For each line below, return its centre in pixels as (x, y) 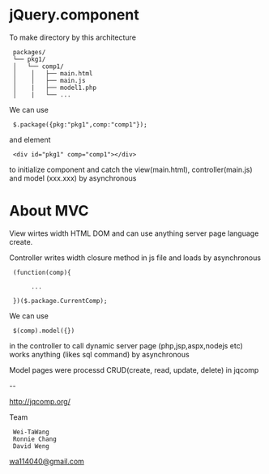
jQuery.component (75, 15)
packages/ (29, 52)
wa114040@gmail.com (47, 461)
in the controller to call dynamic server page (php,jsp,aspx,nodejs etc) (126, 345)
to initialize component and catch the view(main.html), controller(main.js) (131, 169)
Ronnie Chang (35, 439)
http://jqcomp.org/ (40, 401)
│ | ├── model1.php (54, 88)
